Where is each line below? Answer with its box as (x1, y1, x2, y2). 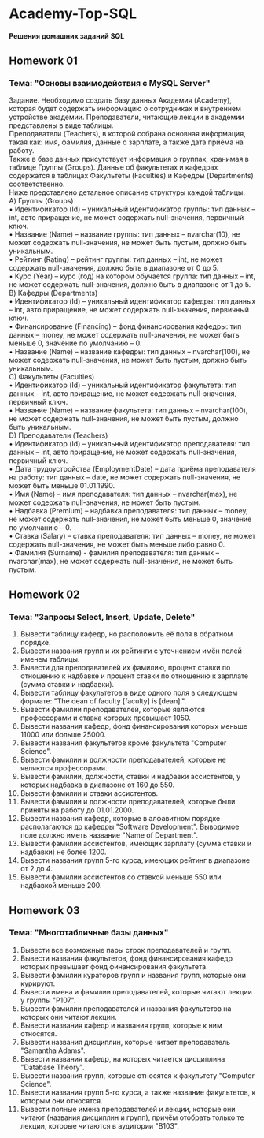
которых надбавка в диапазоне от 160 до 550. (20, 780, 175, 789)
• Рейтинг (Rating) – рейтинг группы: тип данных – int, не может (9, 255, 223, 264)
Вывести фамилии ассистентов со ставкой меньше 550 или (20, 872, 222, 882)
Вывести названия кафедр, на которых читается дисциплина (20, 1054, 225, 1063)
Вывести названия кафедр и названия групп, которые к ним (20, 1020, 222, 1030)
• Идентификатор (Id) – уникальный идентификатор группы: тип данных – (9, 204, 256, 214)
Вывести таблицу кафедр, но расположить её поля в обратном (20, 629, 233, 639)
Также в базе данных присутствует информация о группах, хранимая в (9, 155, 250, 164)
